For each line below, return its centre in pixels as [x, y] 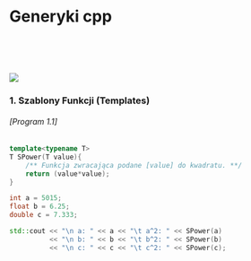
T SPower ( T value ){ [46, 157]
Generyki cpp [61, 17]
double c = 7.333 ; [43, 215]
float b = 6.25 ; [39, 207]
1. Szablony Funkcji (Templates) [80, 100]
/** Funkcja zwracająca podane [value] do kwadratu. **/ [134, 165]
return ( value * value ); [68, 174]
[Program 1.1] [34, 122]
